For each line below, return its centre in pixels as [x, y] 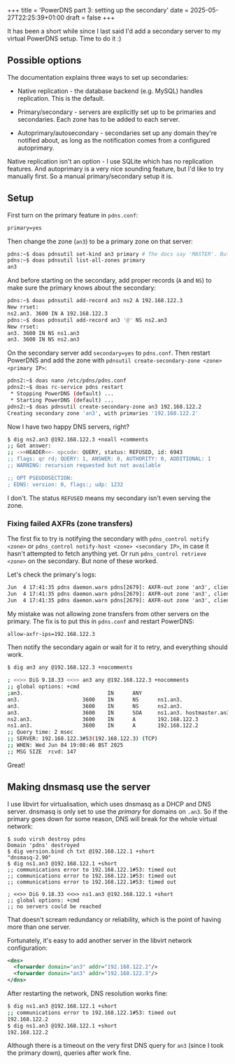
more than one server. [39, 927]
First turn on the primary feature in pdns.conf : [73, 215]
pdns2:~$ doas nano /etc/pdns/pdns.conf [67, 381]
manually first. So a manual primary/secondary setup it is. [90, 176]
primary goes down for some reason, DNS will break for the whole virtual [112, 818]
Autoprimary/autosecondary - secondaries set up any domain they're [117, 133]
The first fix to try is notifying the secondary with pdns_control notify [108, 539]
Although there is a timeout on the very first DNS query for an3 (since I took [115, 1046]
